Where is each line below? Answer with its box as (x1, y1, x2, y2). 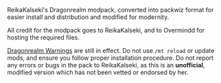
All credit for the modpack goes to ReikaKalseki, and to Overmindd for (7, 27, 205, 34)
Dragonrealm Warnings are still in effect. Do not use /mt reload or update (7, 47, 215, 54)
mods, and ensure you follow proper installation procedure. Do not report (7, 54, 214, 62)
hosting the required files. (7, 33, 80, 41)
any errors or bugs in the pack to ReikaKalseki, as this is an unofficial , (7, 61, 205, 69)
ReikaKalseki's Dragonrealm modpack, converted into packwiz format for (7, 6, 214, 14)
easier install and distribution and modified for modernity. (7, 13, 170, 21)
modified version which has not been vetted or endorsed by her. (7, 68, 189, 76)
